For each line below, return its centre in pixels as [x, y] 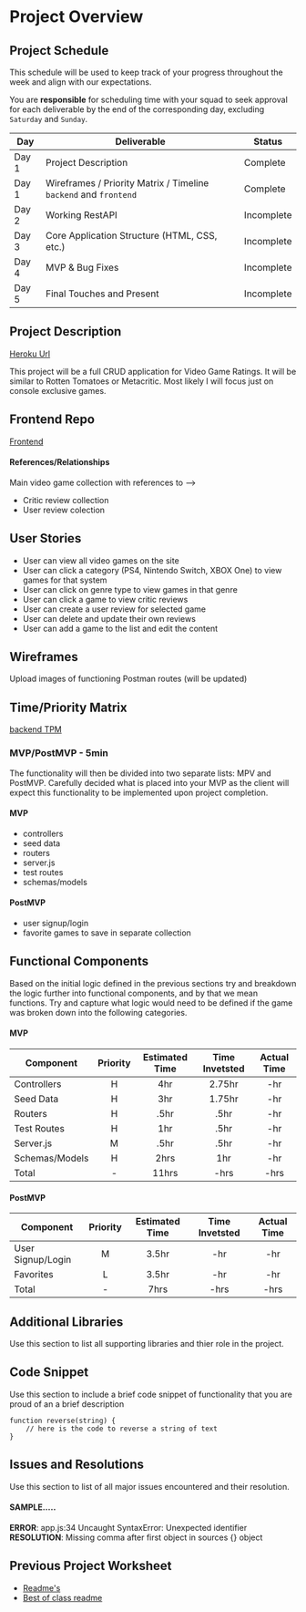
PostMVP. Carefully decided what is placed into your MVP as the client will [149, 782]
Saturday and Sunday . [49, 119]
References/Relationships [60, 462]
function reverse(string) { [63, 1421]
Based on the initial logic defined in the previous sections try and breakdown [153, 983]
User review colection [64, 510]
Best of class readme [62, 1597]
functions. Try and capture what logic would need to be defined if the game [151, 1002]
